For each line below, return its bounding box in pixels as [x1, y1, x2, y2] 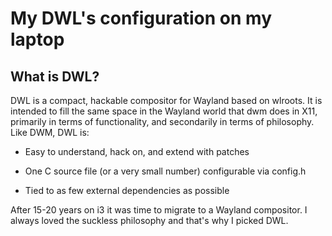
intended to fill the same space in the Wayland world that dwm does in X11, [10, 105, 318, 117]
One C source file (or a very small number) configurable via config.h [24, 165, 307, 177]
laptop [10, 28, 65, 51]
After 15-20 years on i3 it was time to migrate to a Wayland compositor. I [10, 204, 308, 216]
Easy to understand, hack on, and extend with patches [24, 146, 250, 157]
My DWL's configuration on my [10, 7, 273, 30]
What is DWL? [10, 68, 100, 85]
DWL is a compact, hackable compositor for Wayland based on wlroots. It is [10, 95, 323, 106]
